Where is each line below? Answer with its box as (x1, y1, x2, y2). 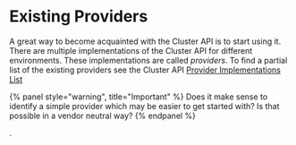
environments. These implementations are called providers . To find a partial (9, 55, 288, 65)
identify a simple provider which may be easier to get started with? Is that (9, 100, 280, 111)
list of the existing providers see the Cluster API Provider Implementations (9, 64, 282, 75)
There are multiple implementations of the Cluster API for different (9, 45, 253, 55)
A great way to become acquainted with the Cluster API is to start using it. (9, 36, 282, 47)
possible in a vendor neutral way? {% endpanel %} (9, 110, 197, 121)
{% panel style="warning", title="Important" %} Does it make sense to (9, 91, 268, 102)
